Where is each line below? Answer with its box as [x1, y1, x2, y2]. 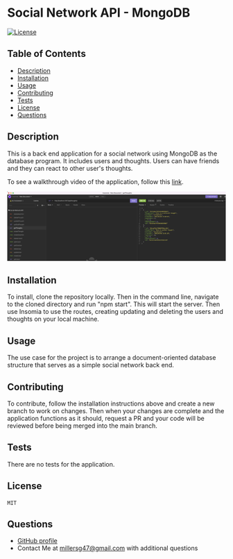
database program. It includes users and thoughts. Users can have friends [7, 156, 220, 165]
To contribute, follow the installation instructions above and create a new [7, 399, 215, 408]
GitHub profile [17, 537, 58, 545]
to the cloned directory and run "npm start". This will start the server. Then [7, 300, 221, 308]
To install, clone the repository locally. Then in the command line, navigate [7, 293, 219, 301]
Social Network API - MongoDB [7, 5, 191, 21]
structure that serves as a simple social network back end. [7, 361, 175, 369]
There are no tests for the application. [7, 460, 115, 468]
